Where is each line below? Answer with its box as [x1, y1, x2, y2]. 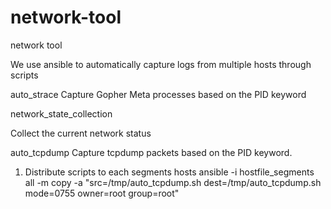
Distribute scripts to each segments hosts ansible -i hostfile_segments [24, 166, 315, 178]
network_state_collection [10, 107, 113, 120]
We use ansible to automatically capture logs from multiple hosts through [10, 58, 312, 70]
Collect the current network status [10, 127, 152, 139]
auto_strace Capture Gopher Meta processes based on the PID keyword [10, 88, 307, 100]
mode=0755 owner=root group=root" [24, 187, 180, 199]
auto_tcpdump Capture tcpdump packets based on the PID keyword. [10, 146, 293, 158]
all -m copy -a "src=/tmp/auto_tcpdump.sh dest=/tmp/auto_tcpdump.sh [24, 176, 322, 188]
